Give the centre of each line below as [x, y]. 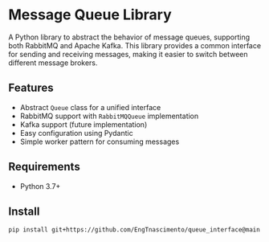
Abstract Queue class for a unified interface [90, 107]
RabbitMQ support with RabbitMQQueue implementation [109, 116]
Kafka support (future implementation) [84, 124]
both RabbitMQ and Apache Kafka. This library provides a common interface [135, 45]
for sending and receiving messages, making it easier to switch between [128, 54]
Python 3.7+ [40, 186]
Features [31, 88]
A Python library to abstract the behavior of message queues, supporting [129, 37]
